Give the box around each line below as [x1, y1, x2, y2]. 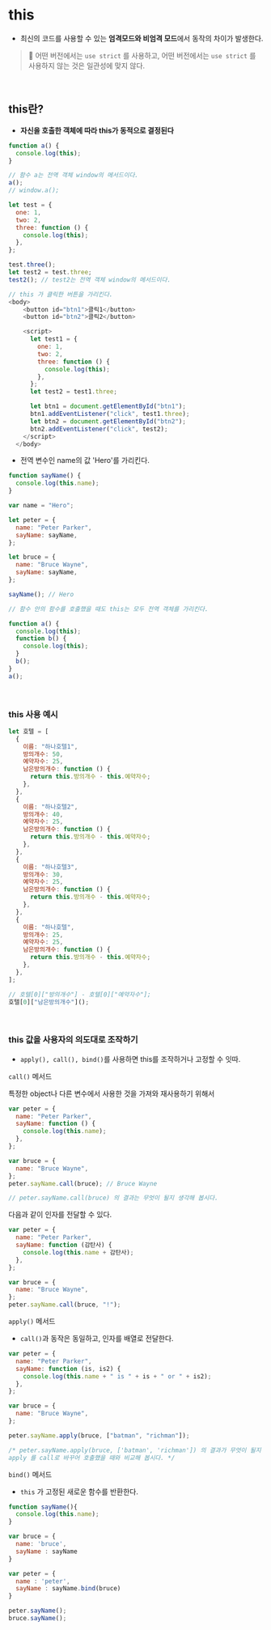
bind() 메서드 [8, 1469, 53, 1479]
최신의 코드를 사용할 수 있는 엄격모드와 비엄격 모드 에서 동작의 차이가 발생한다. [19, 33, 264, 43]
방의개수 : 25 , [23, 931, 64, 939]
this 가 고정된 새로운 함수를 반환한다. [19, 1487, 139, 1496]
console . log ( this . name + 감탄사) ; [23, 1248, 134, 1256]
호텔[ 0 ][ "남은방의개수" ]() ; [8, 998, 90, 1006]
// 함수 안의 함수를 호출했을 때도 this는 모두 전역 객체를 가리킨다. [8, 605, 209, 613]
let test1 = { [29, 335, 78, 343]
